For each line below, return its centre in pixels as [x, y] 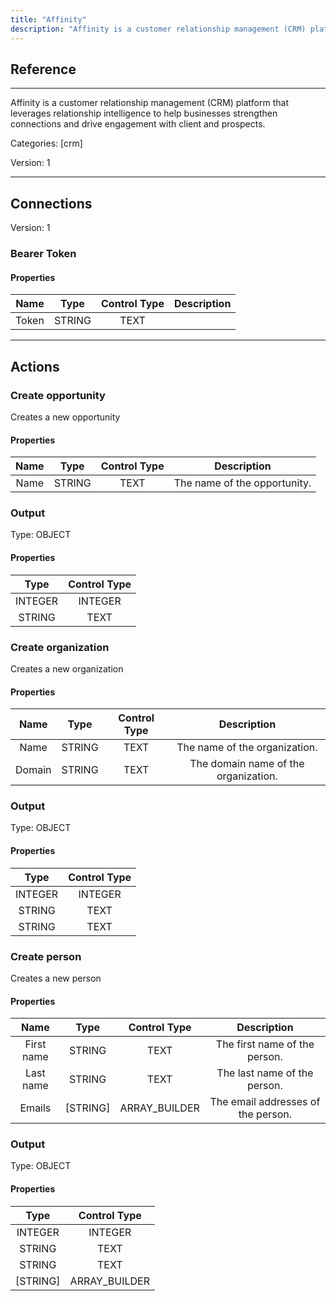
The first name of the [265, 1044]
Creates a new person [56, 978]
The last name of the [265, 1073]
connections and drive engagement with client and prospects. [138, 124]
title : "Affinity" [48, 19]
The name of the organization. [247, 748]
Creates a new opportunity [65, 417]
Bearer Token [43, 254]
